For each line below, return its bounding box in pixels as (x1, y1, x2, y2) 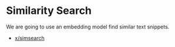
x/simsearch (14, 34, 45, 41)
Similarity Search (6, 4, 92, 17)
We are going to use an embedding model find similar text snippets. (6, 23, 170, 30)
